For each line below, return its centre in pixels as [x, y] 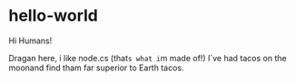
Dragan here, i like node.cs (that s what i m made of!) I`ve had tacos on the [148, 58]
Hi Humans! [30, 41]
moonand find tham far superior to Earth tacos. [96, 68]
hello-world [54, 16]
